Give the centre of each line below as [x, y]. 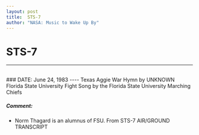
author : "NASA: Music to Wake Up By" [53, 22]
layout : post [22, 11]
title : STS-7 [24, 17]
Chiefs [14, 93]
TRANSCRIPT [31, 127]
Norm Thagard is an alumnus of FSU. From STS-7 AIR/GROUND [92, 121]
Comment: [20, 106]
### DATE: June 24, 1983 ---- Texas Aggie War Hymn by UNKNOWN [90, 80]
